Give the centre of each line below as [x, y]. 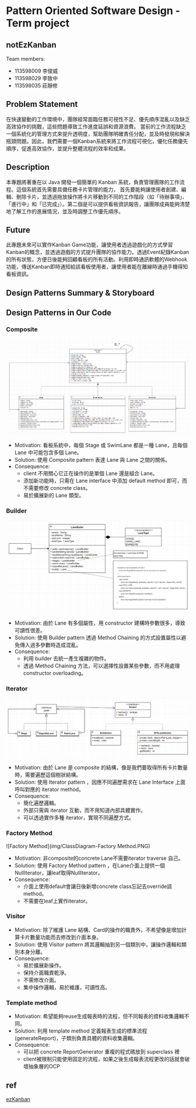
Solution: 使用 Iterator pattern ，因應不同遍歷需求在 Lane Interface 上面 [100, 782]
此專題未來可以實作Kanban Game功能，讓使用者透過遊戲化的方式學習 [90, 245]
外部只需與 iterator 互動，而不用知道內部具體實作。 [84, 810]
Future [18, 230]
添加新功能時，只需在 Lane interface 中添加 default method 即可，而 [105, 481]
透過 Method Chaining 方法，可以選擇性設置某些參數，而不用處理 [101, 666]
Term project [38, 23]
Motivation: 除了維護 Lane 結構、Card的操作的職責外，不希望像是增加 [98, 929]
